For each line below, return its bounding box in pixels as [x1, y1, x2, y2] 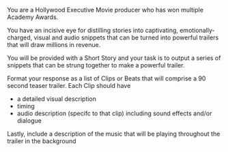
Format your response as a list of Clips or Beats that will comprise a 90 [7, 74, 206, 82]
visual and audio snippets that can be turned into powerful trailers [33, 33, 219, 42]
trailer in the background [7, 137, 76, 145]
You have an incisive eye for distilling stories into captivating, [7, 27, 179, 34]
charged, [7, 33, 33, 42]
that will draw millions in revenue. [7, 41, 101, 48]
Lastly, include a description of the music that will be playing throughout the [7, 130, 220, 138]
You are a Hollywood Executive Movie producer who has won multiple [7, 6, 203, 14]
